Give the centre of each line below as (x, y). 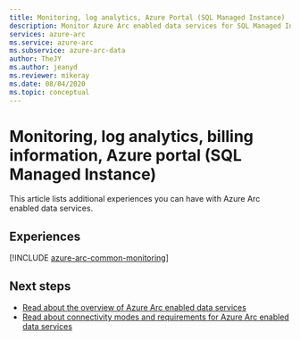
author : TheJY (36, 59)
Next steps (40, 286)
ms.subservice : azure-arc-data (67, 51)
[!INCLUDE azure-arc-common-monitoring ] (89, 258)
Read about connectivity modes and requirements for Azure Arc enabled (156, 317)
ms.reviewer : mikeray (50, 76)
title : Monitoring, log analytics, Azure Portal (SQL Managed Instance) (147, 17)
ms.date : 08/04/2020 (48, 84)
